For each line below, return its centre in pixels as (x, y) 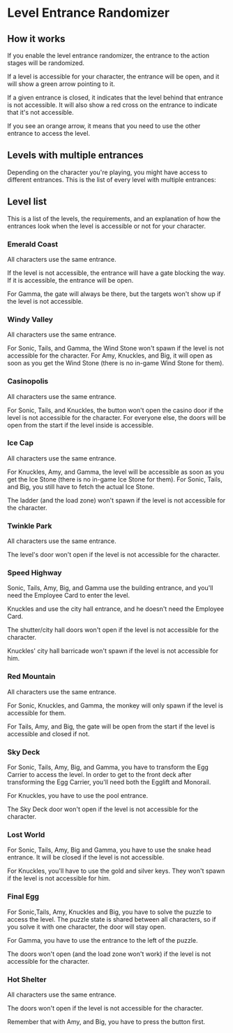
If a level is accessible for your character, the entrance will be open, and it (113, 76)
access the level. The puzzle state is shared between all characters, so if (112, 919)
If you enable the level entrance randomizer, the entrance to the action (108, 55)
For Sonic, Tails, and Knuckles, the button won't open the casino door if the (115, 410)
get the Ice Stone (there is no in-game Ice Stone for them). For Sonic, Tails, (115, 479)
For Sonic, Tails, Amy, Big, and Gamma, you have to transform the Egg (108, 767)
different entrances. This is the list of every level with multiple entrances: (112, 179)
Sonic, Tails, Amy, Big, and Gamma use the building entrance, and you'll (110, 588)
